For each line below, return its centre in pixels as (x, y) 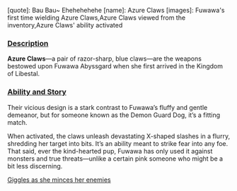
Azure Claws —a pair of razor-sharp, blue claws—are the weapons (104, 58)
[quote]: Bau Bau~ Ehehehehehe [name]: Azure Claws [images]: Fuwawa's (116, 10)
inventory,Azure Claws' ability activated (65, 25)
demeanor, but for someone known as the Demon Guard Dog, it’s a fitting (114, 115)
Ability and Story (37, 92)
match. (17, 122)
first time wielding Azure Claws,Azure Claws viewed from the (97, 18)
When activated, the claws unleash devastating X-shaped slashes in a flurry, (119, 136)
